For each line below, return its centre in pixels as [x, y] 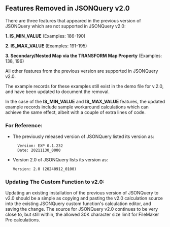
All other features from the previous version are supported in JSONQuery [82, 71]
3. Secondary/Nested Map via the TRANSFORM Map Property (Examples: [84, 55]
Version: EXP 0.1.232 [40, 146]
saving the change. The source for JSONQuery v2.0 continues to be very [82, 209]
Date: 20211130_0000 [39, 150]
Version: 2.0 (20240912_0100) [45, 169]
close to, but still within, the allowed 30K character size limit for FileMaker [82, 215]
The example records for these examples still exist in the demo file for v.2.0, [84, 86]
